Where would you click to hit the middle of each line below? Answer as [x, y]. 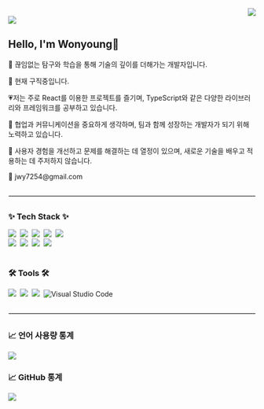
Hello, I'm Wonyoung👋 [64, 44]
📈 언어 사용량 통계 [41, 336]
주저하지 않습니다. [65, 160]
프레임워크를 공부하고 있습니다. [70, 107]
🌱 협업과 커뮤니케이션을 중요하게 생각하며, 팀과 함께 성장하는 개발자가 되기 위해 [129, 124]
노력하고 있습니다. [36, 134]
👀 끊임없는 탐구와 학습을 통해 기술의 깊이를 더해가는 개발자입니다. [108, 64]
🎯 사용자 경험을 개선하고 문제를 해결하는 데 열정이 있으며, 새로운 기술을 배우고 [126, 151]
